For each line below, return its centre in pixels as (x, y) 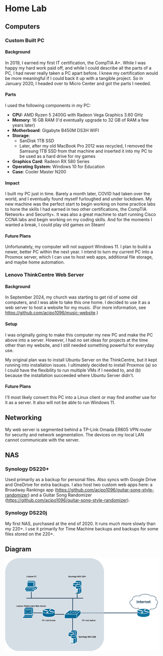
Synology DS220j (26, 513)
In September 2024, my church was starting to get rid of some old (71, 297)
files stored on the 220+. (30, 534)
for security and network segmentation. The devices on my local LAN (75, 434)
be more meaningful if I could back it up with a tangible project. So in (74, 78)
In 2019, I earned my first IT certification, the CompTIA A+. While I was (75, 63)
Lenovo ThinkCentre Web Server (45, 275)
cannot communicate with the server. (42, 440)
